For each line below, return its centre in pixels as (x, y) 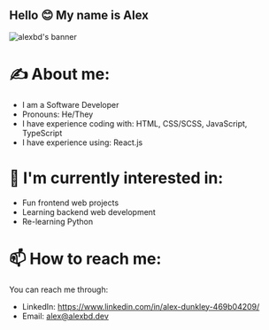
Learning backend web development (89, 211)
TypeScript (42, 133)
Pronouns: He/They (58, 114)
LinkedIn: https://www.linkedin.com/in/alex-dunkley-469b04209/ (141, 306)
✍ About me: (60, 74)
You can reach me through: (59, 289)
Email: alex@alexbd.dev (65, 316)
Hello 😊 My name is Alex (79, 15)
